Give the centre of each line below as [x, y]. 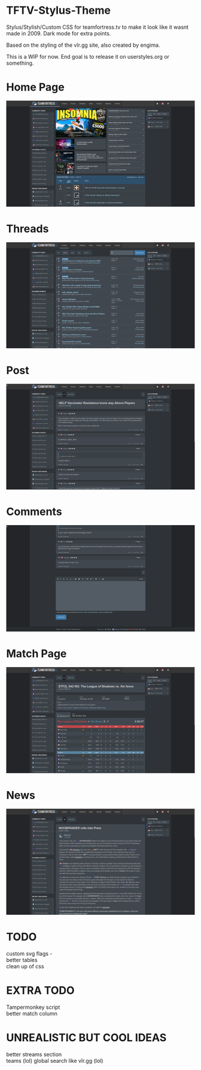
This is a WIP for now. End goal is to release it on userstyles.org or [88, 56]
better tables [22, 960]
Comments [34, 512]
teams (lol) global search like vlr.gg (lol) [55, 1060]
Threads [28, 229]
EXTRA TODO [40, 991]
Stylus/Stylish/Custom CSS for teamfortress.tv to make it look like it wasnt [98, 27]
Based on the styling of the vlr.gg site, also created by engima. [83, 45]
